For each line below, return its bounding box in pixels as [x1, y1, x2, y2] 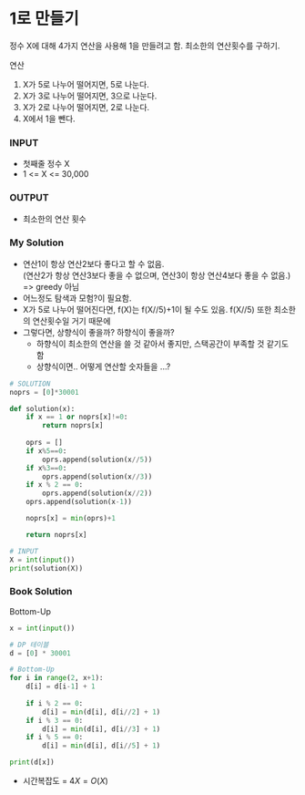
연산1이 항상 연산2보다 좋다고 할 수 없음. [22, 258, 165, 269]
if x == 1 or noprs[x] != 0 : [25, 412, 128, 422]
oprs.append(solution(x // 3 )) [42, 471, 153, 481]
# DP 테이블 [9, 640, 49, 649]
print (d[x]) [9, 758, 55, 767]
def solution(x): [9, 404, 76, 413]
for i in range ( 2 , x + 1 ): [9, 674, 104, 683]
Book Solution [9, 585, 73, 598]
